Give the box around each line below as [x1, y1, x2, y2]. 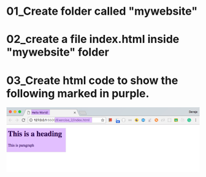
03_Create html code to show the [6, 73, 178, 87]
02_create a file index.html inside [6, 32, 180, 47]
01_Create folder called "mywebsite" [6, 4, 198, 18]
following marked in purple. [6, 86, 150, 100]
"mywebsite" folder [6, 45, 109, 59]
